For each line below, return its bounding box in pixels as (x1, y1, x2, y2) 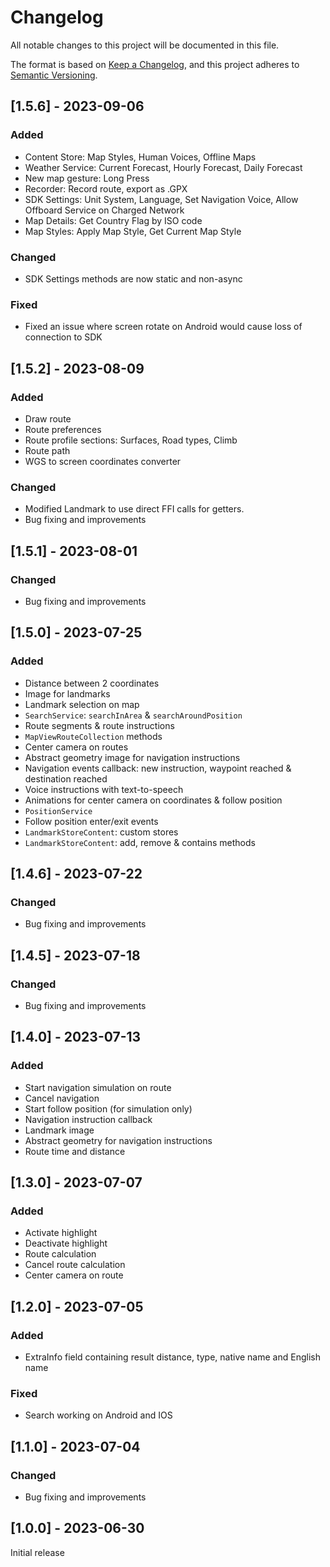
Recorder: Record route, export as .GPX (24, 182, 188, 195)
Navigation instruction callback (24, 1113, 153, 1125)
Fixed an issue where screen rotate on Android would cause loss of (24, 321, 303, 333)
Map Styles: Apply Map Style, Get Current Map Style (24, 225, 242, 237)
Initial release (10, 1546, 65, 1558)
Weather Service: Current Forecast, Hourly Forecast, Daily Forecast (24, 161, 303, 173)
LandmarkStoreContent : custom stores (24, 826, 179, 838)
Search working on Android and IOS (24, 1409, 173, 1421)
